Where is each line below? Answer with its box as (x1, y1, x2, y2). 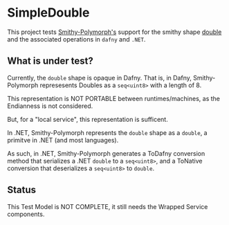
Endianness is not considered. (7, 102, 93, 110)
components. (7, 210, 45, 218)
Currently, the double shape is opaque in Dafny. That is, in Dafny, (7, 73, 192, 82)
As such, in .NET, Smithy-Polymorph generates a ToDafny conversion (7, 149, 205, 157)
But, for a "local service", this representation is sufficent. (7, 115, 168, 123)
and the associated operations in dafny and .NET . (7, 35, 146, 43)
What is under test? (7, 55, 93, 67)
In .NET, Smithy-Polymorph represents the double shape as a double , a (7, 128, 208, 136)
